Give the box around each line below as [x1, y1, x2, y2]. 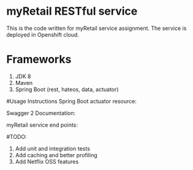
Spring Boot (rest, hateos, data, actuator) [15, 86, 119, 93]
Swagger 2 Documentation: [6, 109, 75, 117]
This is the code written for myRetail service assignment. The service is [6, 24, 187, 32]
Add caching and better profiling [15, 151, 97, 158]
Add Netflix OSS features [15, 158, 79, 165]
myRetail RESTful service [6, 4, 138, 18]
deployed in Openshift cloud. [6, 31, 80, 38]
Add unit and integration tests [15, 145, 91, 152]
